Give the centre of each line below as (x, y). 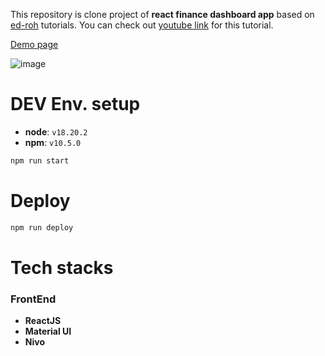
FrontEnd (33, 299)
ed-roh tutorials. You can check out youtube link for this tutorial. (142, 25)
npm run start (40, 160)
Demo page (34, 44)
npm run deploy (42, 227)
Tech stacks (62, 267)
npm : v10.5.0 (53, 142)
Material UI (48, 331)
